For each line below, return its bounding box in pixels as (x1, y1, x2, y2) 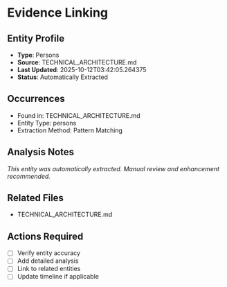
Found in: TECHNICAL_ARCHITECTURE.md (17, 111, 140, 119)
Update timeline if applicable (17, 272, 99, 281)
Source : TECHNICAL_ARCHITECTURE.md (17, 58, 137, 67)
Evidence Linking (7, 5, 109, 21)
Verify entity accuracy (17, 249, 81, 257)
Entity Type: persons (17, 119, 77, 127)
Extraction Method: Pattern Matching (17, 126, 123, 134)
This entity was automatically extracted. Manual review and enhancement (7, 164, 220, 173)
